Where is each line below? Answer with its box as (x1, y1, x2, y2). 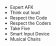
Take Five (9, 25, 30, 31)
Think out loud (9, 9, 40, 15)
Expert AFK (9, 4, 33, 10)
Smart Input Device (9, 31, 50, 36)
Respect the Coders (9, 20, 51, 26)
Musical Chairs (9, 36, 41, 42)
